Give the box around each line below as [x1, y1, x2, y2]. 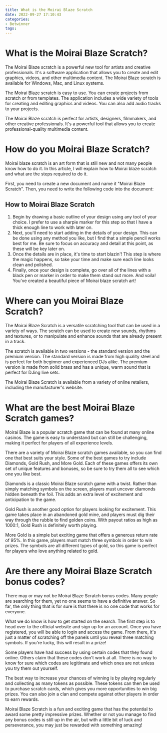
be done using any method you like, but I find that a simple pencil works [12, 235, 161, 241]
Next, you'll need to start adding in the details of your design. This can [12, 229, 157, 235]
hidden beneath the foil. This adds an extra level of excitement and [5, 491, 142, 497]
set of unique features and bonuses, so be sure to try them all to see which [5, 465, 160, 471]
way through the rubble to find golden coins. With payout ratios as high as [5, 517, 158, 523]
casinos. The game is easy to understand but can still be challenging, [5, 434, 148, 440]
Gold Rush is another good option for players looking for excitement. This [5, 506, 156, 512]
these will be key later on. [12, 246, 65, 252]
